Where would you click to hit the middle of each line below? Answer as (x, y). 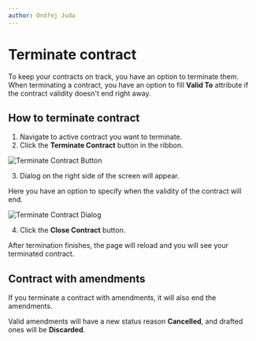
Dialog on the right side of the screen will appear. (99, 176)
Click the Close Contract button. (72, 230)
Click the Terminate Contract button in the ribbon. (101, 145)
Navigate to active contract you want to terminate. (101, 137)
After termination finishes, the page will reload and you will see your (118, 245)
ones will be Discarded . (47, 330)
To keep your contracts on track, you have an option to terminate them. (124, 77)
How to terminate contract (74, 118)
